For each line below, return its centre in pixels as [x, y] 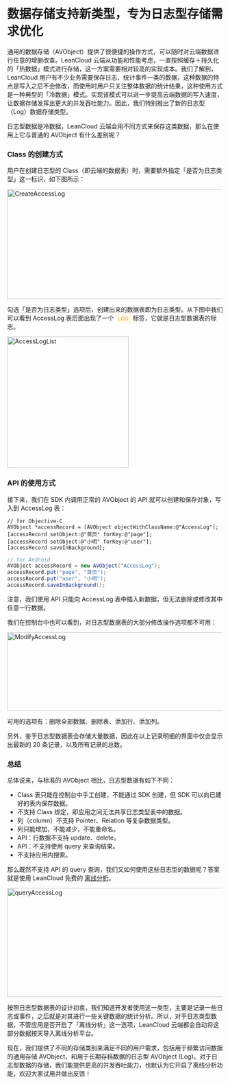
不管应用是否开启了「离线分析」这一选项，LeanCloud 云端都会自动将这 [119, 1025]
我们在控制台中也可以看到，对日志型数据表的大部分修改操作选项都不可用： [112, 622]
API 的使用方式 [31, 483]
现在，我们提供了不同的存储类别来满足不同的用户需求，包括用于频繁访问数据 [115, 1048]
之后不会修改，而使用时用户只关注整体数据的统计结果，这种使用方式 [127, 86]
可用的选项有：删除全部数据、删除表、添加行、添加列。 [85, 721]
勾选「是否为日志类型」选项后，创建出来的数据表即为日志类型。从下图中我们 [115, 310]
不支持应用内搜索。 [44, 855]
